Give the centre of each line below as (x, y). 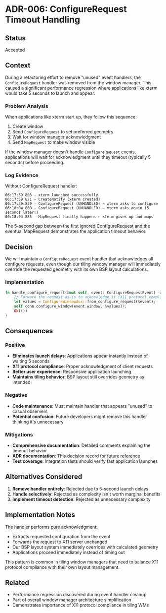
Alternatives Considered (44, 477)
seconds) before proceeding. (35, 163)
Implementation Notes (40, 515)
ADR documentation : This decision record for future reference (76, 456)
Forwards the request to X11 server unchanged (60, 542)
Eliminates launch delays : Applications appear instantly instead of (80, 356)
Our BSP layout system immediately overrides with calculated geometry (85, 547)
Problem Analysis (27, 106)
